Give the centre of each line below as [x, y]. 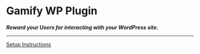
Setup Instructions [29, 44]
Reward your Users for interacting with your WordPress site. [82, 27]
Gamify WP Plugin [52, 11]
